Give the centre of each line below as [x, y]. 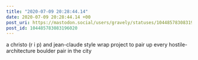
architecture [21, 51]
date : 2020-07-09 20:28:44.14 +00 [49, 17]
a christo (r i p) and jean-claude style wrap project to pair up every [87, 45]
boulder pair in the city [64, 51]
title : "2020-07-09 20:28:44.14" [47, 11]
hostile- [178, 45]
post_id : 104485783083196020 [42, 28]
